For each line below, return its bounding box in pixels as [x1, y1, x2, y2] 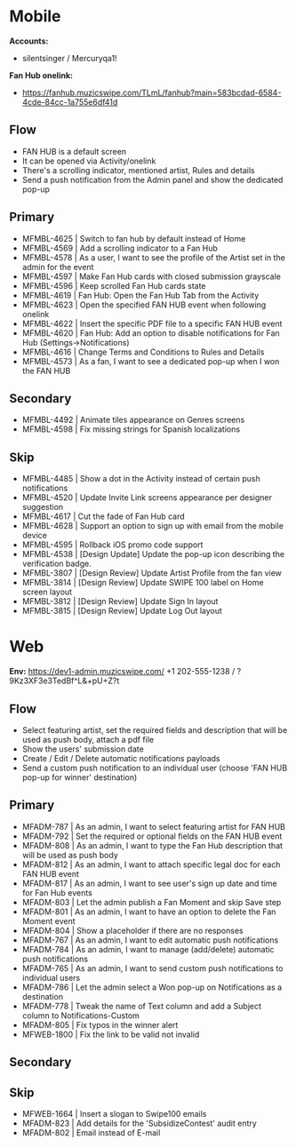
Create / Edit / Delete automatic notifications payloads [21, 753, 220, 763]
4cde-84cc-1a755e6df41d [21, 96, 118, 108]
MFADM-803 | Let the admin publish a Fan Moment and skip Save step [21, 896, 282, 907]
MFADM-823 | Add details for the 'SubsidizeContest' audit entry [21, 1118, 258, 1128]
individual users [21, 972, 81, 983]
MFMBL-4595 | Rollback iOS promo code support [21, 539, 204, 550]
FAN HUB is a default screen [21, 146, 127, 156]
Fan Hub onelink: [9, 69, 74, 81]
